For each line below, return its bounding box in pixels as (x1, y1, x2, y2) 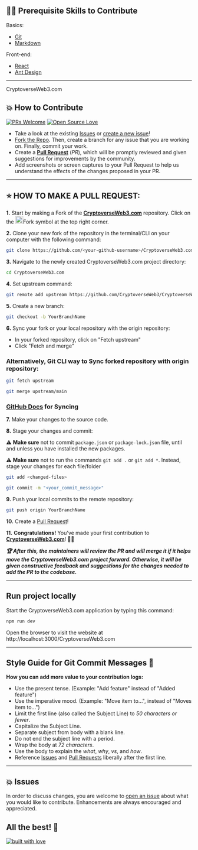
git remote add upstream (6, 292, 67, 298)
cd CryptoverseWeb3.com (6, 270, 65, 275)
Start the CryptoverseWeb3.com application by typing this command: (6, 606, 174, 614)
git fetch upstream (6, 378, 54, 384)
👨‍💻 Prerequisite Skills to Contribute (6, 6, 138, 16)
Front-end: (6, 51, 32, 58)
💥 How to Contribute (6, 103, 84, 113)
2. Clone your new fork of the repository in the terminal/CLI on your (6, 230, 170, 237)
